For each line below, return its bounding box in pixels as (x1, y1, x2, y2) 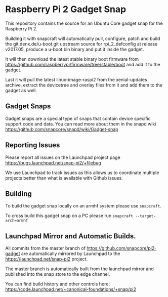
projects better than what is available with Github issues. (5, 175, 123, 181)
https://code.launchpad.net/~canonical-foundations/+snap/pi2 (5, 286, 137, 292)
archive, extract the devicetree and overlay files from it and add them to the (5, 82, 163, 88)
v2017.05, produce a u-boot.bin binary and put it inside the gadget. (5, 46, 144, 52)
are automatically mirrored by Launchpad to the (21, 250, 120, 257)
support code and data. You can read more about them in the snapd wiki (5, 120, 156, 127)
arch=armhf (5, 218, 28, 223)
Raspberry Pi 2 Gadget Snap (5, 4, 127, 15)
